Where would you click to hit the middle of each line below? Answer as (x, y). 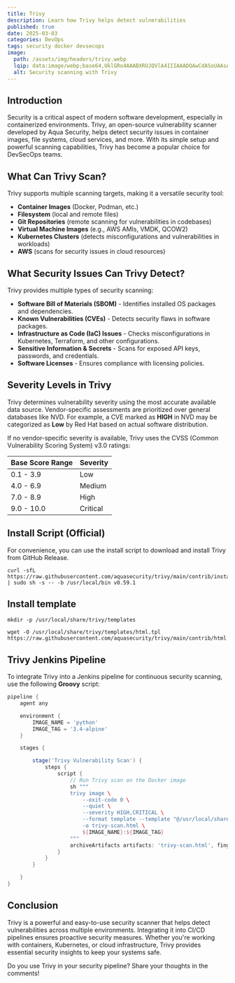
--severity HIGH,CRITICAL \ (123, 813)
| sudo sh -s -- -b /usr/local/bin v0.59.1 (72, 582)
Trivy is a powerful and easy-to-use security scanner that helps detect (109, 922)
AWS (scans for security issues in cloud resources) (91, 252)
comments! (23, 973)
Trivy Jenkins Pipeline (57, 660)
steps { (56, 767)
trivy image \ (90, 793)
